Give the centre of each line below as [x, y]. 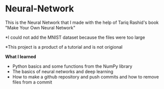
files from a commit [32, 82]
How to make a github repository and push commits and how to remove [85, 77]
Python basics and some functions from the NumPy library [72, 66]
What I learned [21, 56]
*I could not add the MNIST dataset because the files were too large [75, 37]
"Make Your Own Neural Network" [40, 27]
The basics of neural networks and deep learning [63, 71]
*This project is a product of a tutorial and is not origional [64, 47]
